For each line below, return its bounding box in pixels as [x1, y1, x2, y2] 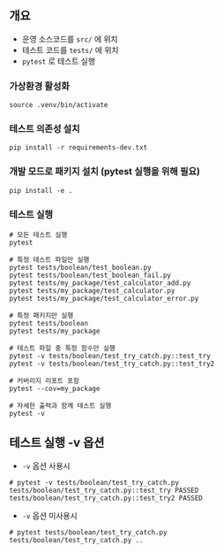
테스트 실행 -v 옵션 [9, 435, 105, 450]
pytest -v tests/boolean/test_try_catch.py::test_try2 [9, 359, 215, 368]
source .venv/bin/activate [9, 101, 108, 110]
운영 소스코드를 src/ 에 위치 [21, 34, 118, 44]
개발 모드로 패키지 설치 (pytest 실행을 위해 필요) [9, 165, 201, 178]
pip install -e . [9, 186, 73, 195]
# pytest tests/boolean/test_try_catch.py [9, 527, 167, 537]
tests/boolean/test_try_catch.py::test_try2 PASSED [9, 494, 203, 503]
